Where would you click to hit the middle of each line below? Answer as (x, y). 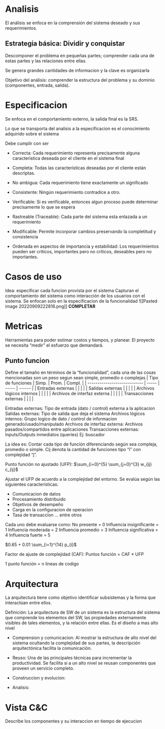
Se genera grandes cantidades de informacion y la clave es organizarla (77, 70)
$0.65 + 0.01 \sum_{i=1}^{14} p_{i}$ (41, 545)
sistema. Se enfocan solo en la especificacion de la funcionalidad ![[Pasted (81, 301)
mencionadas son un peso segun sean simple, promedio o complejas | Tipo (82, 378)
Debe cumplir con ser (27, 143)
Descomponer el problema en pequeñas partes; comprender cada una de (80, 55)
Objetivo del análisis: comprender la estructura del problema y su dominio (80, 80)
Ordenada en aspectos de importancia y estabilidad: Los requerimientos (85, 246)
